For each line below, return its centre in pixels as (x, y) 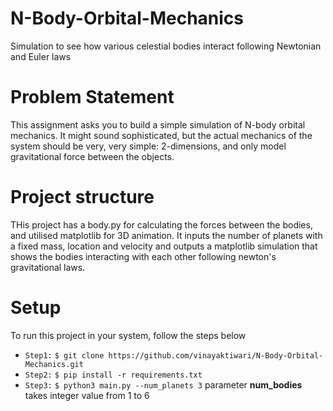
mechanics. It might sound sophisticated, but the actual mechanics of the (161, 135)
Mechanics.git (54, 364)
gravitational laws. (48, 267)
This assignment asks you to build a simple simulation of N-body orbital (158, 124)
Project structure (82, 197)
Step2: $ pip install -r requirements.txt (113, 375)
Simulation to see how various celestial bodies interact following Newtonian (166, 46)
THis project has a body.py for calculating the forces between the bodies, (161, 224)
